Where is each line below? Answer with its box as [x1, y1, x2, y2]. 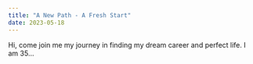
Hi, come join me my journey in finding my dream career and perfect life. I [8, 40, 247, 49]
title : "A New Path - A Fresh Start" [8, 11, 132, 20]
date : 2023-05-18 [8, 19, 65, 27]
